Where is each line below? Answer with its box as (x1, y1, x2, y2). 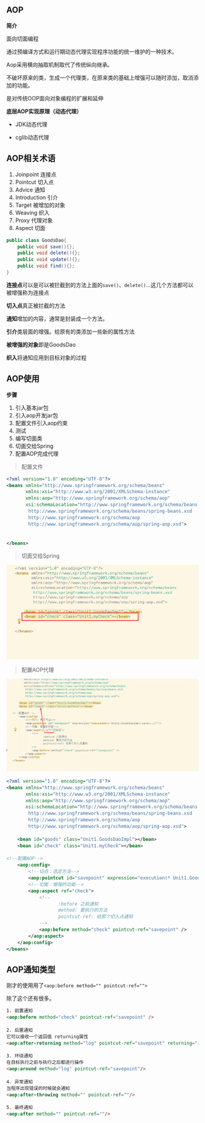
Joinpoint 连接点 (15, 171, 57, 178)
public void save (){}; (17, 244, 75, 250)
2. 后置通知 (6, 1027, 34, 1033)
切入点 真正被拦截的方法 (6, 302, 65, 309)
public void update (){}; (17, 256, 81, 263)
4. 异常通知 (6, 1078, 34, 1085)
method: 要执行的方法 (58, 907, 108, 914)
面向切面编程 (6, 35, 38, 42)
